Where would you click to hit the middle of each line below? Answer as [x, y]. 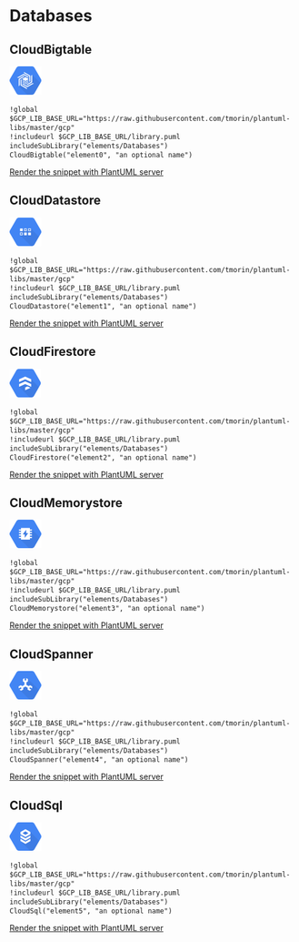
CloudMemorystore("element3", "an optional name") [107, 609]
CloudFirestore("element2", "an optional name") [103, 457]
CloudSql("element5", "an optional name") [91, 911]
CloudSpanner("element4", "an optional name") [99, 760]
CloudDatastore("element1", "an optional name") [103, 306]
